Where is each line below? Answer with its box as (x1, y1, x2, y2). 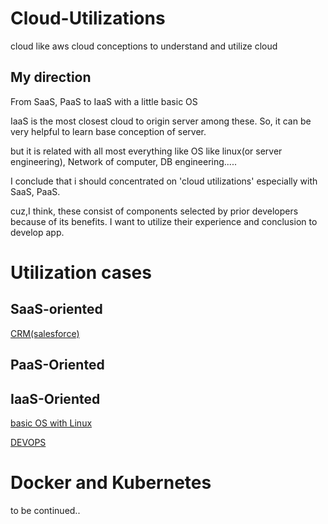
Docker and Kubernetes (10, 472, 212, 494)
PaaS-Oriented (10, 357, 105, 374)
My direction (10, 69, 92, 86)
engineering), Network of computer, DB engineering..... (10, 155, 237, 167)
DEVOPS (10, 436, 47, 448)
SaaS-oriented (10, 301, 103, 318)
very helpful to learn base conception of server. (10, 125, 207, 137)
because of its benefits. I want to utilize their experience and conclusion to (10, 215, 318, 227)
